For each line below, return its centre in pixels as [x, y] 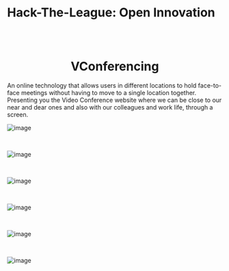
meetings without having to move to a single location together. [109, 92]
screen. [18, 114]
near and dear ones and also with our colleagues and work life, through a [110, 107]
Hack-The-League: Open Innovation [111, 13]
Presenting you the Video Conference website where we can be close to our [114, 100]
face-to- [210, 85]
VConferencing [115, 67]
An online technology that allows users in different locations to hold [102, 85]
